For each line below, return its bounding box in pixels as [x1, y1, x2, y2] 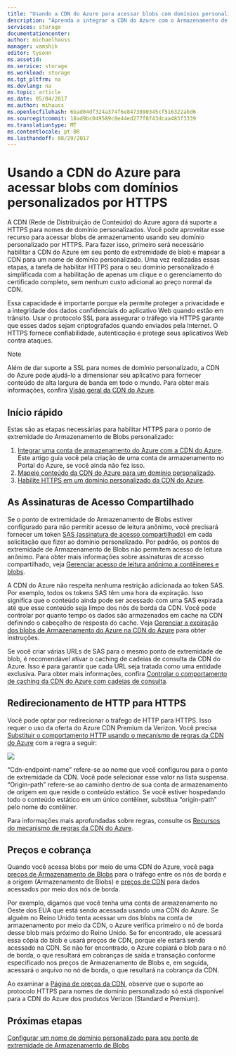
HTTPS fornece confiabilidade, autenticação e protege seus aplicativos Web [7, 329, 228, 338]
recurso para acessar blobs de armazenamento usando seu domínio [7, 233, 205, 241]
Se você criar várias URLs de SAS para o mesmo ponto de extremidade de [7, 647, 223, 655]
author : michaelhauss [7, 37, 71, 44]
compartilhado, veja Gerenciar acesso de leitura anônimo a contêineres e [7, 560, 219, 568]
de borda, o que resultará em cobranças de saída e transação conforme [7, 951, 216, 960]
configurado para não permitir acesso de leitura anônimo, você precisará [7, 522, 219, 531]
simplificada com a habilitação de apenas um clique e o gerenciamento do [7, 270, 223, 279]
